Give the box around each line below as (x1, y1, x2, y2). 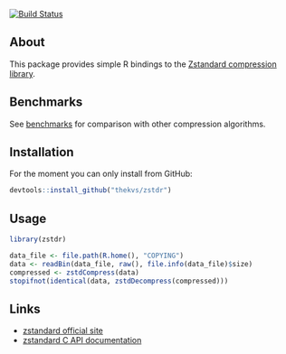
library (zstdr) (9, 235, 67, 244)
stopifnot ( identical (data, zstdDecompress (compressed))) (9, 276, 229, 285)
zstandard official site (22, 325, 104, 336)
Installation (9, 144, 74, 160)
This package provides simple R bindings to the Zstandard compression (9, 59, 278, 70)
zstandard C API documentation (22, 335, 142, 346)
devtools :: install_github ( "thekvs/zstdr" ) (9, 186, 172, 195)
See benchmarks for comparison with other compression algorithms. (9, 118, 266, 129)
